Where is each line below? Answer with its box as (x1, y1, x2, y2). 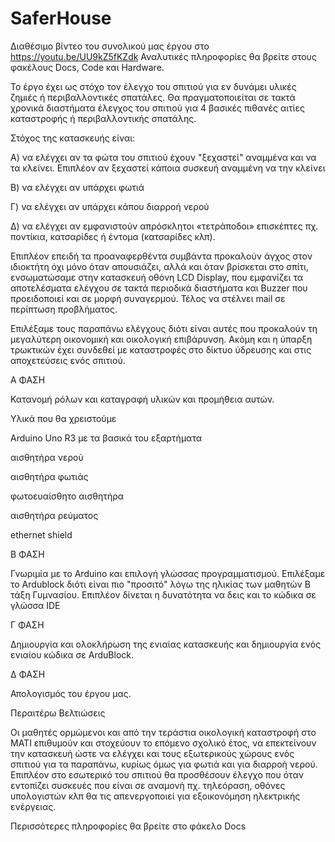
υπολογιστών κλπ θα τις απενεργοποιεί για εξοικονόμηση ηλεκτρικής (10, 790, 301, 802)
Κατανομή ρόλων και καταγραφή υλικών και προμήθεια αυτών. (10, 393, 275, 405)
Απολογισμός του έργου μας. (10, 687, 132, 699)
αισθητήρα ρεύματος (10, 509, 99, 521)
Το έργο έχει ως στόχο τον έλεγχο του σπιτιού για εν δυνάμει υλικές (10, 80, 297, 92)
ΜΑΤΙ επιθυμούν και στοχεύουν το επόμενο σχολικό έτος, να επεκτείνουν (10, 737, 317, 749)
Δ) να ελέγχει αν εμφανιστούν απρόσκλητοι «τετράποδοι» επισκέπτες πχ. (10, 220, 319, 232)
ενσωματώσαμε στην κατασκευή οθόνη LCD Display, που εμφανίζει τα (10, 271, 303, 283)
